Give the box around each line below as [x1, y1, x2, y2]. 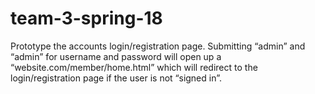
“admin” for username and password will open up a [10, 50, 222, 62]
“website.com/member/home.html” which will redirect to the [10, 61, 258, 73]
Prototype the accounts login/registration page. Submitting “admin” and [10, 40, 306, 52]
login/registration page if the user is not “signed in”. [10, 72, 222, 84]
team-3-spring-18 [10, 7, 163, 30]
